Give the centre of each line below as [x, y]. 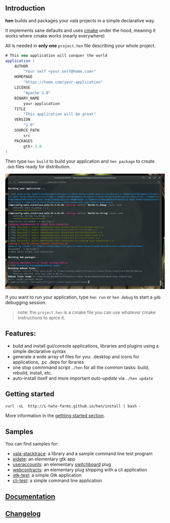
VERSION [22, 120]
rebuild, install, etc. [32, 372]
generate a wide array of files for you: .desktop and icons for [76, 356]
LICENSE [22, 88]
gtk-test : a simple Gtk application [47, 475]
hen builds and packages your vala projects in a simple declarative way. [80, 20]
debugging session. [26, 302]
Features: [21, 334]
